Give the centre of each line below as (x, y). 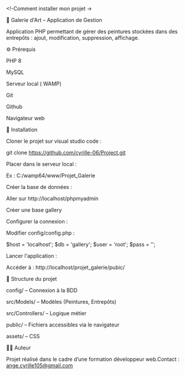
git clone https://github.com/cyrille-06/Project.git (66, 153)
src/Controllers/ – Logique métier (46, 313)
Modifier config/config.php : (40, 233)
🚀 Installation (22, 129)
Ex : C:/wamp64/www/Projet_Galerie (51, 175)
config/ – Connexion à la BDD (42, 290)
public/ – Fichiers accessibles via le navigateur (63, 325)
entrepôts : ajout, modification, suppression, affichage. (73, 38)
